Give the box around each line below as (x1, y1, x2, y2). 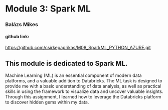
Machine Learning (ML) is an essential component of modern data (5, 72, 142, 78)
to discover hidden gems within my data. (5, 99, 89, 105)
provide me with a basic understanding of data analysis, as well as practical (5, 83, 161, 89)
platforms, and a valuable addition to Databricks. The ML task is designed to (5, 78, 162, 84)
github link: (5, 33, 30, 39)
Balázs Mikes (5, 21, 39, 28)
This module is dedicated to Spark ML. (5, 59, 128, 68)
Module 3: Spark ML (5, 3, 91, 15)
